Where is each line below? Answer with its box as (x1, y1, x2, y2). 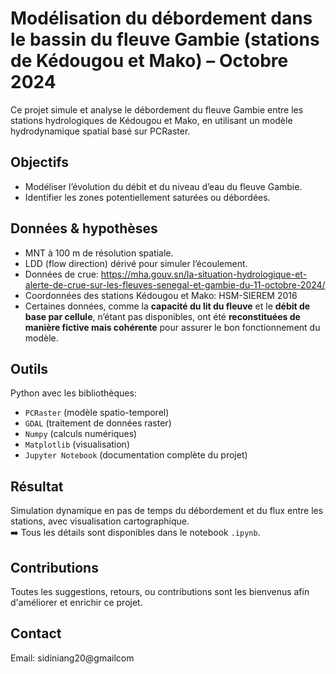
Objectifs (10, 154, 70, 171)
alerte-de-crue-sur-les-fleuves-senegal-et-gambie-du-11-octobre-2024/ (24, 278, 326, 291)
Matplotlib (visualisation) (24, 438, 130, 451)
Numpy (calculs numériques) (24, 428, 138, 440)
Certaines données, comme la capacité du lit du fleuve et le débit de (24, 300, 311, 312)
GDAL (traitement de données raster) (24, 417, 172, 429)
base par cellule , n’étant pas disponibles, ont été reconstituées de (24, 310, 301, 322)
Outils (10, 360, 49, 377)
